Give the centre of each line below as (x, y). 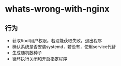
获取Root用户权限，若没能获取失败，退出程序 (57, 41)
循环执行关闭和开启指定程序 (40, 59)
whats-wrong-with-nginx (57, 9)
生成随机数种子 (27, 53)
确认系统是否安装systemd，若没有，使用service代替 (64, 47)
